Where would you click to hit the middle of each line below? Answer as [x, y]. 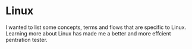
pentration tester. [27, 40]
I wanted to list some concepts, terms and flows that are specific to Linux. [96, 27]
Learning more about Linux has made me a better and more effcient [88, 33]
